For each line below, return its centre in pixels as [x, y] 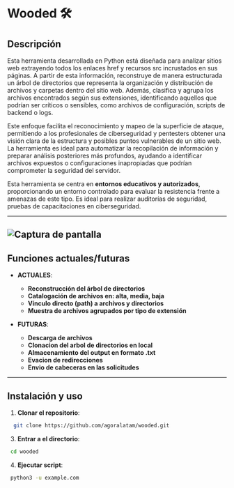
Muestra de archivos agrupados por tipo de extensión [107, 311]
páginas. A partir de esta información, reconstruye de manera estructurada [115, 75]
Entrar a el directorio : [48, 439]
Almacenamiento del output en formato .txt [92, 353]
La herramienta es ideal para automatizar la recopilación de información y [113, 148]
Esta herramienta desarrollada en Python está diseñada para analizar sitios [115, 61]
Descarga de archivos [60, 338]
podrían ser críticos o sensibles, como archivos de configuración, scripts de [116, 105]
